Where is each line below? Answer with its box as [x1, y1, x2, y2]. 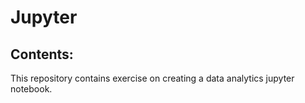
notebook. [10, 83, 53, 95]
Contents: [10, 46, 74, 63]
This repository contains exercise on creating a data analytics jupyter [10, 72, 295, 84]
